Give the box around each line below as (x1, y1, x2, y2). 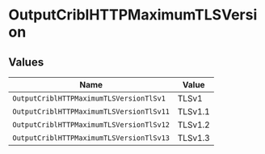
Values (8, 55, 44, 69)
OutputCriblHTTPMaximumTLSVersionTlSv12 (12, 120, 170, 129)
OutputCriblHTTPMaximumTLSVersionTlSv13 (12, 134, 170, 143)
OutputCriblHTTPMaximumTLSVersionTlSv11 (12, 107, 170, 116)
